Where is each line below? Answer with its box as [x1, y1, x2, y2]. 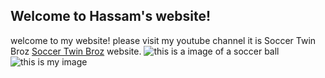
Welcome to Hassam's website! [10, 8, 212, 25]
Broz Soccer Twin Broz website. [10, 45, 142, 57]
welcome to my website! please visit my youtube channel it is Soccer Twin [10, 34, 317, 46]
